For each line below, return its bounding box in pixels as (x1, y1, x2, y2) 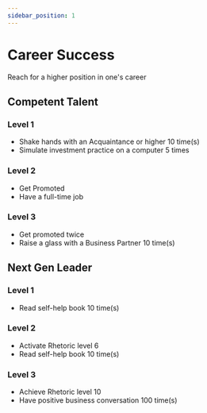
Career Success (7, 45, 115, 64)
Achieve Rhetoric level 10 (18, 387, 102, 397)
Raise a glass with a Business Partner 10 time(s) (18, 237, 175, 247)
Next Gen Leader (7, 261, 93, 275)
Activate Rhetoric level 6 (18, 341, 99, 350)
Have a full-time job (18, 191, 84, 201)
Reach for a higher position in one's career (7, 72, 147, 82)
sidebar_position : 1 (7, 11, 76, 20)
